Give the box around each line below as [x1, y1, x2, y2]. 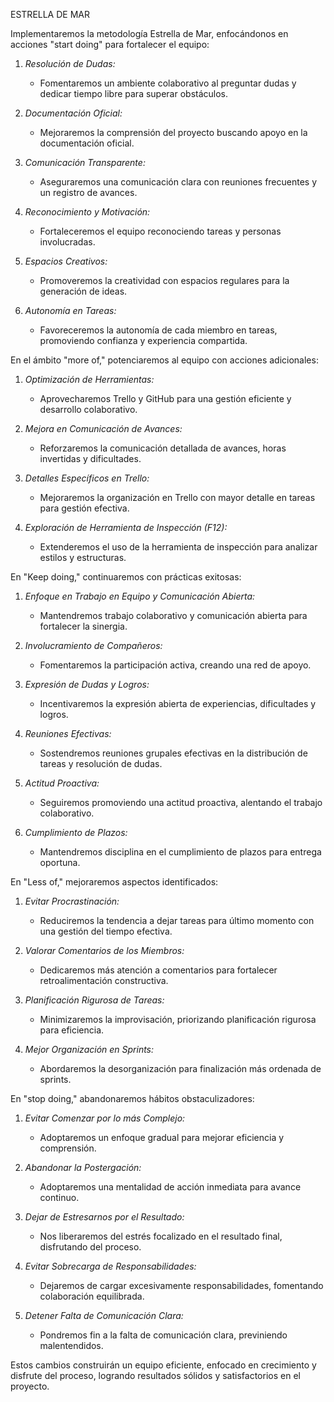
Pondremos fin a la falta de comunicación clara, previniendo [39, 1329, 288, 1341]
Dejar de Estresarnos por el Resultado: [24, 1211, 185, 1223]
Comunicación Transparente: [24, 157, 146, 168]
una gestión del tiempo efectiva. [39, 925, 173, 937]
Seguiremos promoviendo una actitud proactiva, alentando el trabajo [39, 797, 323, 808]
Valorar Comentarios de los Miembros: [24, 945, 185, 956]
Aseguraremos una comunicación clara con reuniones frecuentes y [39, 176, 318, 188]
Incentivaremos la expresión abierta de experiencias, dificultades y [39, 698, 317, 709]
